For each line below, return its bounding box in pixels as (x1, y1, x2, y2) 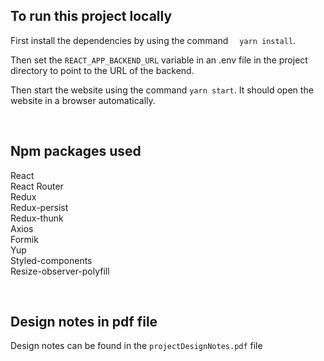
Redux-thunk (10, 212, 64, 224)
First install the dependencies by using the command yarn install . (10, 34, 297, 46)
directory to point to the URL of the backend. (10, 64, 195, 76)
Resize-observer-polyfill (10, 265, 110, 277)
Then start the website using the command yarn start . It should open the (10, 84, 314, 96)
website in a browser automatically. (10, 94, 156, 106)
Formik (10, 233, 39, 245)
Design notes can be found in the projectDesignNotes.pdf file (10, 340, 263, 352)
